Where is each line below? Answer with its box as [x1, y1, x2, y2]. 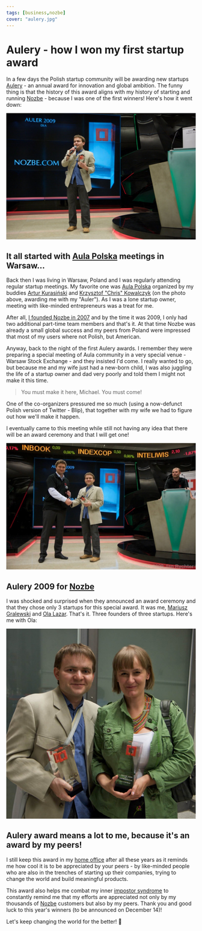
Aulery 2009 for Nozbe [6, 581, 95, 591]
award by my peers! [6, 840, 82, 850]
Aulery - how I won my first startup [6, 43, 185, 57]
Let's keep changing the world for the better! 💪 [6, 918, 122, 925]
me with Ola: [6, 616, 37, 624]
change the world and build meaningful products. [6, 875, 129, 882]
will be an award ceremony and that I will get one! [6, 431, 129, 439]
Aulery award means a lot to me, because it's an [6, 830, 190, 841]
